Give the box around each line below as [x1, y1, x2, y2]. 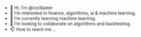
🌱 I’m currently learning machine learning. [9, 15, 96, 21]
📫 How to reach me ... [9, 26, 56, 32]
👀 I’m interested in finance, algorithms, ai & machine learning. [9, 10, 136, 16]
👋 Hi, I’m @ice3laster [9, 5, 53, 10]
